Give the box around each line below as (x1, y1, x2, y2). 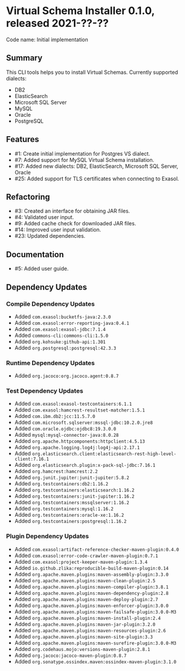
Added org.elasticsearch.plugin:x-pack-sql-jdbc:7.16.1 (14, 461, 156, 468)
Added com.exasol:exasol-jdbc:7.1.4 (14, 325, 106, 332)
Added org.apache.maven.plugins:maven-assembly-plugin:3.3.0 (14, 571, 169, 578)
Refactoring (6, 192, 50, 202)
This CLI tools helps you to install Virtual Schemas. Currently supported (6, 69, 179, 76)
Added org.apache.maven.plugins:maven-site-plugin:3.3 (14, 633, 153, 640)
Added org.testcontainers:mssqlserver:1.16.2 (14, 499, 130, 506)
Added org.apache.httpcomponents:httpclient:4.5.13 (14, 437, 145, 444)
